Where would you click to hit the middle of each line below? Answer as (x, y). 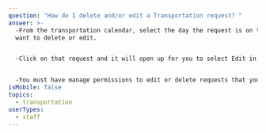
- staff (28, 117)
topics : (21, 95)
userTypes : (26, 109)
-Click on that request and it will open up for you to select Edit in (136, 59)
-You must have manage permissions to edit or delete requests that (131, 80)
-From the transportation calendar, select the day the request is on (134, 30)
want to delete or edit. (56, 38)
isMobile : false (35, 88)
